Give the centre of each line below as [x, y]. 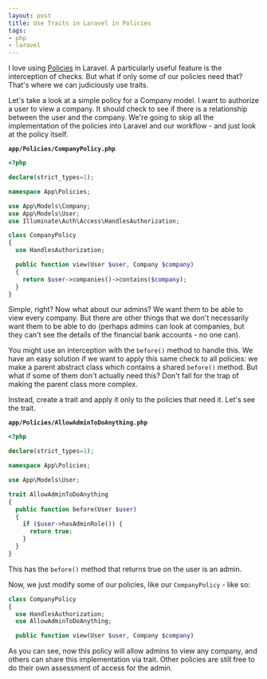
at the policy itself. [38, 134]
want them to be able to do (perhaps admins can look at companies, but [126, 326]
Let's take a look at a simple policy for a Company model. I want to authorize [134, 101]
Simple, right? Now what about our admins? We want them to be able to [126, 310]
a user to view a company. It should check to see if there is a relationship [128, 109]
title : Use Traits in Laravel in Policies [80, 23]
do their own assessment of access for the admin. [90, 668]
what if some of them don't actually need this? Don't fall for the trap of [124, 376]
